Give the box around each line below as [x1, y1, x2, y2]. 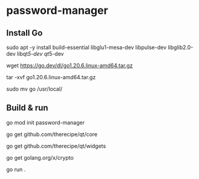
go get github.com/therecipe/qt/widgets [6, 142, 106, 149]
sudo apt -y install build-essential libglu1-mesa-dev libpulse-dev [6, 44, 167, 51]
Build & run [6, 103, 48, 113]
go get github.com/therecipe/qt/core [6, 131, 98, 138]
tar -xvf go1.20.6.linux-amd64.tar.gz [6, 74, 96, 80]
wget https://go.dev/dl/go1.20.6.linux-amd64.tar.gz [6, 62, 133, 69]
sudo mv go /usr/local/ [6, 85, 63, 93]
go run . [6, 166, 26, 173]
